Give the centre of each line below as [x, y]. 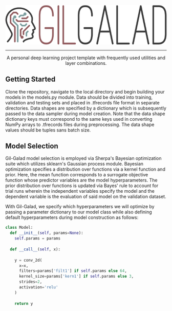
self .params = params [37, 239]
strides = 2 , [30, 282]
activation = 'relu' [38, 287]
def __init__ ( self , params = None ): [47, 233]
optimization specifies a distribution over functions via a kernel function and [85, 169]
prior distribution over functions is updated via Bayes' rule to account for [82, 186]
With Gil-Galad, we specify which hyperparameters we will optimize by [80, 207]
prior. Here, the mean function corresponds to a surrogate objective [77, 175]
